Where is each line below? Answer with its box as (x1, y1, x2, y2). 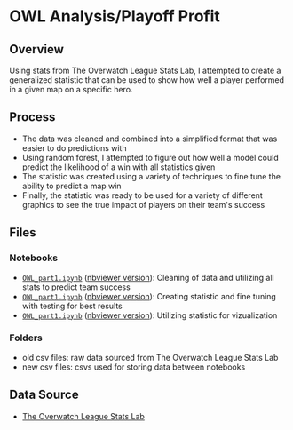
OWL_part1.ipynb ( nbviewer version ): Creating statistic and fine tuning (21, 291, 277, 301)
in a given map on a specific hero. (9, 84, 133, 94)
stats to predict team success (21, 282, 131, 292)
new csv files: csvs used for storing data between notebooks (21, 362, 246, 372)
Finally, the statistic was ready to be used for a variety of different (21, 189, 264, 201)
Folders (9, 331, 43, 344)
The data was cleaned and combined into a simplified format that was (21, 133, 278, 144)
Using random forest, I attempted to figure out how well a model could (21, 152, 279, 163)
